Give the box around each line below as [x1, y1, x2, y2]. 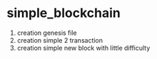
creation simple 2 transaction [16, 36, 103, 44]
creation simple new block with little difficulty [16, 43, 151, 52]
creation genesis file [16, 28, 77, 37]
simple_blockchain [6, 5, 121, 21]
